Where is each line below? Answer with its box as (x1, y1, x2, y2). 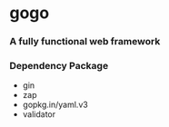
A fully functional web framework (9, 35, 161, 48)
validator (22, 109, 56, 120)
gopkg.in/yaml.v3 (22, 99, 88, 111)
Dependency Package (9, 60, 109, 73)
